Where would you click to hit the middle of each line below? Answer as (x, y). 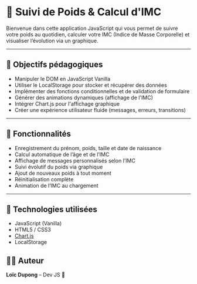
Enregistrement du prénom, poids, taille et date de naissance (88, 148)
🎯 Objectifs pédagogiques (55, 65)
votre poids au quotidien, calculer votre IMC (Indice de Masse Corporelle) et (98, 34)
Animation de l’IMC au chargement (56, 185)
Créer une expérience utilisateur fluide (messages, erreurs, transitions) (100, 110)
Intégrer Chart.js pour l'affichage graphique (67, 104)
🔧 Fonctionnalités (39, 134)
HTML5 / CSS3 (33, 230)
